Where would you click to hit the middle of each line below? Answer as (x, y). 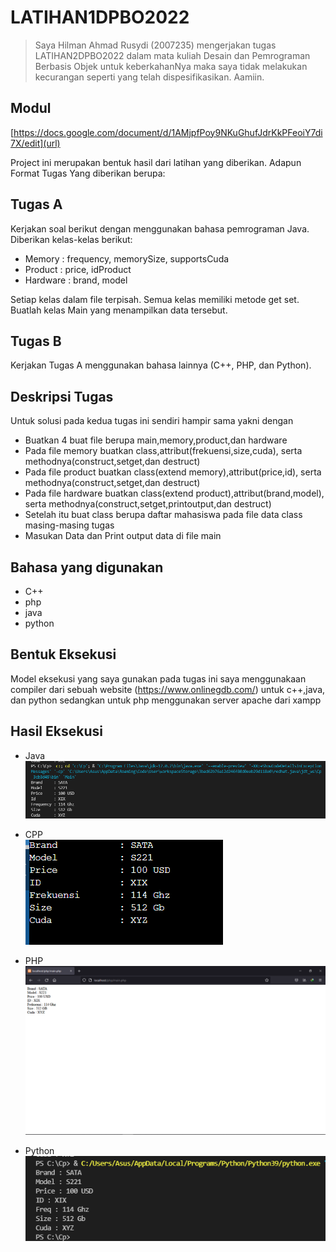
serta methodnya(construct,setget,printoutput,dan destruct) (148, 504)
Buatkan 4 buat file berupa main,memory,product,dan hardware (156, 440)
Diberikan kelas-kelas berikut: (71, 239)
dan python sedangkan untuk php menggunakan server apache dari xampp (166, 700)
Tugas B (36, 341)
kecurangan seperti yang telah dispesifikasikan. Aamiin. (149, 77)
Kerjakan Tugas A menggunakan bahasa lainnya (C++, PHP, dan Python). (161, 365)
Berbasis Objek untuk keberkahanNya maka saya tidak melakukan (171, 66)
